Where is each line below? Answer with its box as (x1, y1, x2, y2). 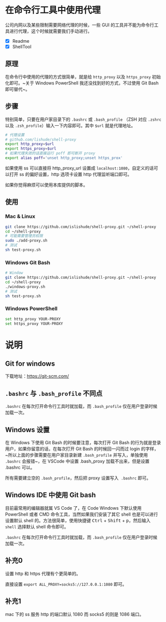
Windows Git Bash (5, 259, 51, 266)
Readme (12, 38, 30, 44)
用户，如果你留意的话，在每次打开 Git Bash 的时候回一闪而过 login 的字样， (5, 446, 159, 452)
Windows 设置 (5, 425, 50, 434)
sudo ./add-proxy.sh (5, 238, 48, 243)
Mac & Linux (5, 213, 36, 220)
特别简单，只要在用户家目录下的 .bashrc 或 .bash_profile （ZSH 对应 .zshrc (5, 116, 162, 122)
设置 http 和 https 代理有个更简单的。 (5, 570, 81, 576)
